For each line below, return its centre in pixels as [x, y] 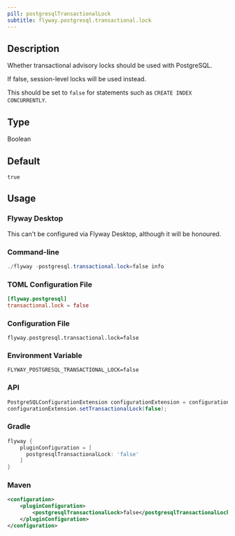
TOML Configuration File [50, 284]
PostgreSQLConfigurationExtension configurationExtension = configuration [119, 402]
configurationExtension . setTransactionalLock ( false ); [87, 408]
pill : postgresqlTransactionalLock [59, 14]
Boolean [19, 139]
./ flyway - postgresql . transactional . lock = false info [86, 266]
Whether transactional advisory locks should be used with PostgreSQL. [110, 66]
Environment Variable [45, 356]
